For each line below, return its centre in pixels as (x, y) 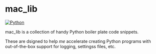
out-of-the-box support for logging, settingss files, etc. (60, 46)
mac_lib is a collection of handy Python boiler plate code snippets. (72, 32)
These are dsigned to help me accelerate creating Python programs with (78, 41)
